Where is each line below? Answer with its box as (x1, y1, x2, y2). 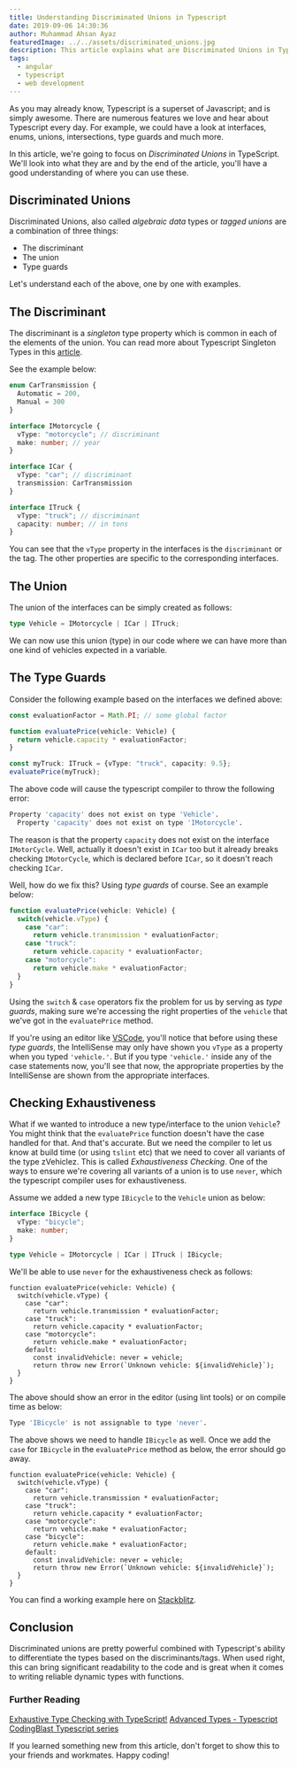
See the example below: (9, 364, 97, 374)
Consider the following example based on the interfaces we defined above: (9, 694, 283, 704)
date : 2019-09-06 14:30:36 (9, 21, 109, 30)
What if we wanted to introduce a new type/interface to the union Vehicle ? (9, 1119, 281, 1129)
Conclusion (9, 1619, 74, 1634)
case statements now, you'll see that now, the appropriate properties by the (9, 1060, 285, 1071)
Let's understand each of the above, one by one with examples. (9, 279, 241, 289)
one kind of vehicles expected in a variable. (9, 644, 168, 655)
